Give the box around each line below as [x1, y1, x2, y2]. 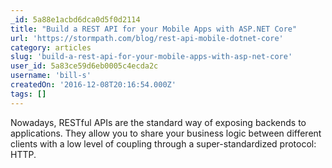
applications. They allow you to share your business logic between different [10, 127, 322, 139]
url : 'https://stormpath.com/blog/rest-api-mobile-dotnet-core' [10, 33, 284, 43]
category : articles [10, 42, 92, 53]
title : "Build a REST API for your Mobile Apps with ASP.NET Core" [10, 24, 298, 34]
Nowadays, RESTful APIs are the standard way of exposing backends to [10, 116, 307, 128]
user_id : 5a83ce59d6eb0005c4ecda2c [10, 61, 159, 71]
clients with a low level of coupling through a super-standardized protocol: [10, 137, 317, 150]
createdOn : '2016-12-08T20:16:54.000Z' [10, 80, 177, 90]
